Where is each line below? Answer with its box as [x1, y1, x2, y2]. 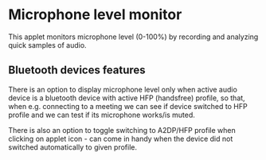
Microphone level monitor [8, 6, 182, 24]
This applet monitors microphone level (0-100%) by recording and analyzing [8, 32, 259, 41]
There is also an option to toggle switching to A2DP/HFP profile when [8, 125, 237, 135]
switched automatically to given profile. [8, 142, 138, 152]
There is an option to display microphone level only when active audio [8, 84, 237, 94]
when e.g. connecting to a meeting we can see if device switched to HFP [8, 101, 248, 111]
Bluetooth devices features [8, 64, 146, 77]
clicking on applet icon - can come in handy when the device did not [8, 134, 233, 143]
